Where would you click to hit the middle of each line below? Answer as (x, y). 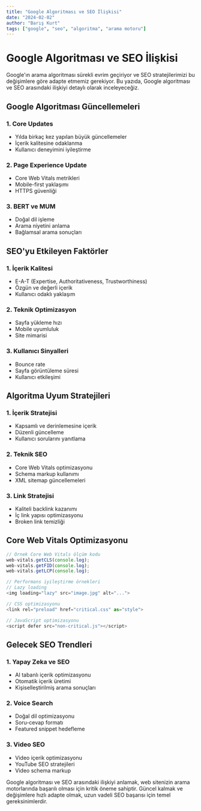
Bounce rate (30, 364)
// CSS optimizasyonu (33, 604)
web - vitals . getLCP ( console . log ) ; (48, 571)
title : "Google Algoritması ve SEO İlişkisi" (64, 12)
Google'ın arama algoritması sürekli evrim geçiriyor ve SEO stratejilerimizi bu (100, 75)
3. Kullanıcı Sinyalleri (37, 351)
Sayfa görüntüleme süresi (47, 371)
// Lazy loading (26, 588)
